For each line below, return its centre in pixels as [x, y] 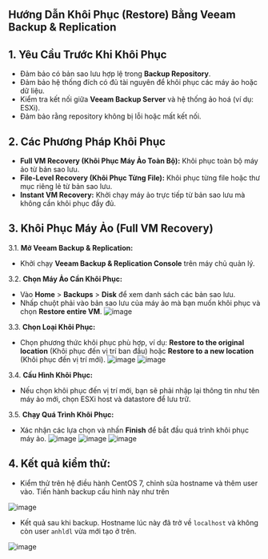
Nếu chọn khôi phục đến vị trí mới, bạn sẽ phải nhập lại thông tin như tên [140, 390]
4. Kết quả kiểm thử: [59, 464]
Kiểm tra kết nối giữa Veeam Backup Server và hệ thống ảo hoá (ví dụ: [137, 99]
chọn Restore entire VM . [61, 311]
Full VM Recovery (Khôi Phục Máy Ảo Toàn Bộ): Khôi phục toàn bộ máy [139, 161]
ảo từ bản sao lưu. [50, 170]
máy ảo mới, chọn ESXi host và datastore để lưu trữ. [105, 399]
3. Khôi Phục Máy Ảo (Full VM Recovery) [111, 229]
